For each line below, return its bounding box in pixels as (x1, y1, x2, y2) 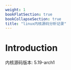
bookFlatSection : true (5, 12, 52, 17)
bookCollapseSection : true (5, 16, 61, 21)
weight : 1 (5, 7, 26, 12)
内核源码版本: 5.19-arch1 (5, 60, 55, 66)
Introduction (5, 43, 58, 54)
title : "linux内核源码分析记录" (5, 21, 66, 26)
